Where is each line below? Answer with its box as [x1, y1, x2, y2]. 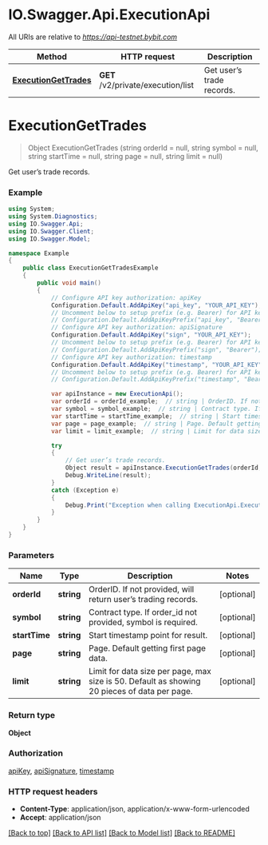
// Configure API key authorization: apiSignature [50, 324, 223, 332]
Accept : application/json [19, 813, 101, 823]
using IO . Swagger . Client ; [8, 227, 94, 235]
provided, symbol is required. [89, 617, 198, 628]
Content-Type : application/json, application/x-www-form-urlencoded [19, 804, 250, 814]
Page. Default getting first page [89, 643, 206, 654]
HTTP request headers [8, 786, 98, 797]
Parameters [8, 549, 54, 560]
